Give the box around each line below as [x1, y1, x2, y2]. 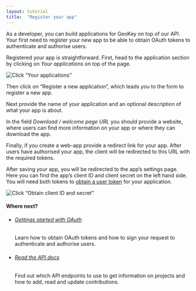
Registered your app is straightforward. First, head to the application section [6, 54, 190, 61]
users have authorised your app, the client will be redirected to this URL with [6, 148, 190, 155]
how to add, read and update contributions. [14, 278, 119, 285]
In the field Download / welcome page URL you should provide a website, [6, 118, 183, 125]
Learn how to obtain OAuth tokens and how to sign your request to [14, 234, 176, 241]
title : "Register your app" [6, 14, 77, 20]
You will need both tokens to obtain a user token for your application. [6, 178, 173, 185]
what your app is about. [6, 107, 63, 114]
